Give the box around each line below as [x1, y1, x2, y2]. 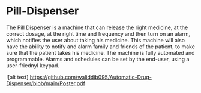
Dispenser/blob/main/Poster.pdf [6, 79, 86, 87]
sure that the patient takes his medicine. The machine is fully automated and [6, 49, 195, 56]
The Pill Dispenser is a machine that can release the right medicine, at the [6, 24, 188, 31]
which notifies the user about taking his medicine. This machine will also [6, 36, 185, 44]
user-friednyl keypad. [6, 61, 60, 69]
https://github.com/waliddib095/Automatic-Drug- [29, 73, 152, 80]
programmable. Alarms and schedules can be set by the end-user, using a [6, 55, 190, 63]
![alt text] [6, 73, 29, 80]
